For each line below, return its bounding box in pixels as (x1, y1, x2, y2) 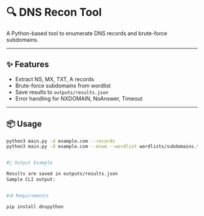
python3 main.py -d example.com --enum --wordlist (6, 144, 137, 150)
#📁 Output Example (6, 160, 53, 166)
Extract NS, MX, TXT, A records (15, 75, 94, 83)
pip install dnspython (6, 203, 64, 210)
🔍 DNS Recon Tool (6, 5, 102, 19)
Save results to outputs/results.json (15, 88, 109, 95)
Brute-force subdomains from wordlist (15, 82, 111, 89)
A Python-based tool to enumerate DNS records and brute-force (6, 29, 168, 37)
